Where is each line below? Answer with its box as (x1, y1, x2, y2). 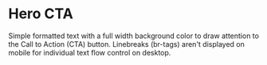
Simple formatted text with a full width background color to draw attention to (8, 31, 259, 40)
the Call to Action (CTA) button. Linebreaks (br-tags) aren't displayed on (8, 39, 245, 48)
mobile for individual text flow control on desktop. (8, 48, 171, 57)
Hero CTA (8, 5, 73, 23)
